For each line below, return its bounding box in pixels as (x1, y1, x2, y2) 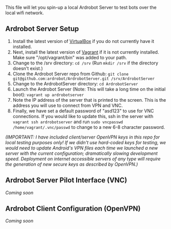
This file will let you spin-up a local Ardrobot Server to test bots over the (5, 5, 157, 10)
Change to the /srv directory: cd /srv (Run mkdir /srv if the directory (12, 60, 158, 66)
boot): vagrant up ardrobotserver (12, 91, 84, 98)
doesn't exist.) (12, 65, 43, 71)
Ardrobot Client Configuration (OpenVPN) (5, 204, 141, 213)
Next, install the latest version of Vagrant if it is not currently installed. (12, 49, 159, 55)
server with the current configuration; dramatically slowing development (5, 150, 158, 156)
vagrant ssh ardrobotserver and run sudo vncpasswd (12, 119, 124, 125)
